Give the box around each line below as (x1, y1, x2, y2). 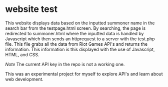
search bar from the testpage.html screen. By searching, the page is (5, 25, 146, 31)
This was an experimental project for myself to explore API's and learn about (5, 71, 163, 77)
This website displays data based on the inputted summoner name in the (5, 20, 155, 26)
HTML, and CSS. (5, 51, 39, 58)
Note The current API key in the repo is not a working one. (5, 61, 125, 67)
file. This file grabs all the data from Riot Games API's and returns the (5, 41, 148, 47)
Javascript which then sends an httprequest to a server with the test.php (5, 36, 155, 42)
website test (5, 3, 57, 15)
